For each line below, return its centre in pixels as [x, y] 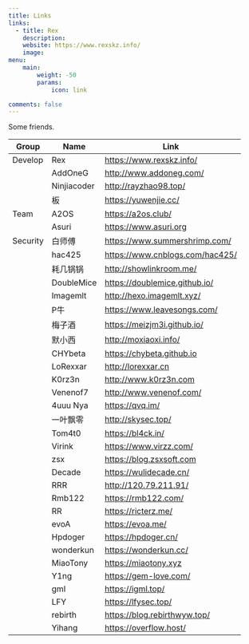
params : [49, 82]
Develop [28, 160]
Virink [62, 446]
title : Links [30, 16]
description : [44, 38]
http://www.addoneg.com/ [154, 173]
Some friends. [32, 127]
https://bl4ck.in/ [135, 433]
